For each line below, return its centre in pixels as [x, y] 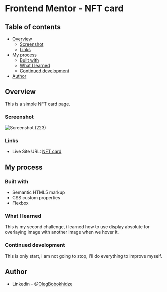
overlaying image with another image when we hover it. [62, 232]
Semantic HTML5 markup [39, 192]
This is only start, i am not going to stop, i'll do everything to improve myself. [83, 256]
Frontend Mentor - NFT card [64, 9]
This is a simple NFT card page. [38, 104]
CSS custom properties [36, 198]
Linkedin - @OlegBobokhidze [42, 284]
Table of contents [33, 27]
